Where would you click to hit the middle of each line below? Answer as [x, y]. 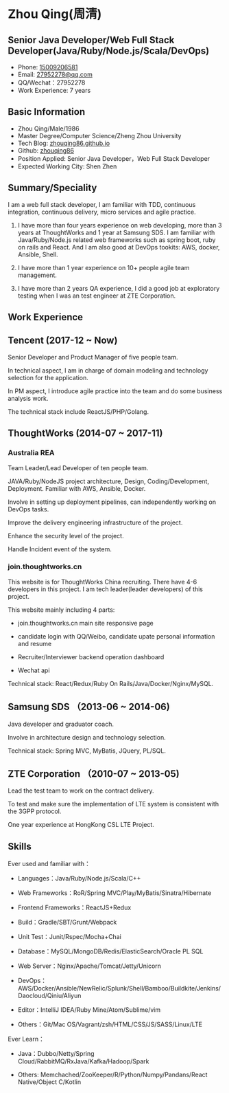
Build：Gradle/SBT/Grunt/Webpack [67, 923]
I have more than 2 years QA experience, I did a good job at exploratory [119, 288]
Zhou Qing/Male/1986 [48, 129]
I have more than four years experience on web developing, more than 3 [120, 225]
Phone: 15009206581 [48, 67]
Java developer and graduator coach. [61, 724]
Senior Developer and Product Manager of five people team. [93, 357]
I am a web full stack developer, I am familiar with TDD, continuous [102, 204]
